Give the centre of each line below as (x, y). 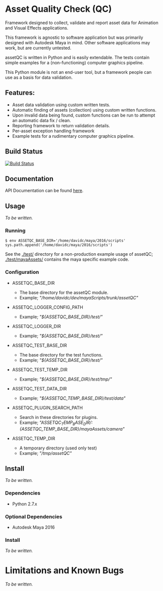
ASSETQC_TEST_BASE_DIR (39, 345)
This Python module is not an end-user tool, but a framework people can (78, 72)
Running (15, 231)
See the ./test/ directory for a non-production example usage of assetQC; (79, 254)
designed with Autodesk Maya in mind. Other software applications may (78, 42)
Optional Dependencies (34, 516)
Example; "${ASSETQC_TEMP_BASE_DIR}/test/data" (72, 398)
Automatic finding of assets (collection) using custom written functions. (84, 110)
